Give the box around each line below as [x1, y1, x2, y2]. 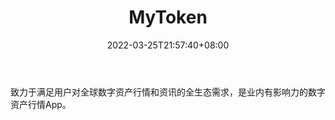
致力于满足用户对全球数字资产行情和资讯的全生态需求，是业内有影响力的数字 [10, 86, 326, 98]
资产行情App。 [10, 98, 72, 110]
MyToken [128, 6, 208, 29]
